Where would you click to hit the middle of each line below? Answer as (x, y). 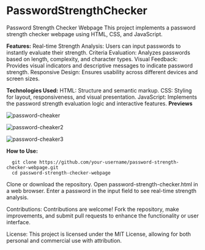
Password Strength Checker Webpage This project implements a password (101, 28)
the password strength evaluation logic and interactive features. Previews (99, 103)
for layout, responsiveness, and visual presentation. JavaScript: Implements (102, 97)
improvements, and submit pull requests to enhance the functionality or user (102, 216)
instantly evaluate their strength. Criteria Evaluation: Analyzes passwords (99, 52)
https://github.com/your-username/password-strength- (109, 162)
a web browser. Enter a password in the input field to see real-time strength (102, 191)
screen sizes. (23, 78)
